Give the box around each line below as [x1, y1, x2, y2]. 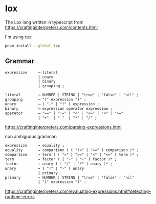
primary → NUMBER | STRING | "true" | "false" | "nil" [5, 175, 134, 180]
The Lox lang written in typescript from [5, 19, 84, 25]
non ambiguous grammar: [5, 133, 57, 140]
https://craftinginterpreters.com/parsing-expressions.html [5, 124, 122, 130]
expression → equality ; [5, 143, 65, 148]
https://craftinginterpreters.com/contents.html [5, 24, 98, 30]
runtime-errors [5, 194, 35, 200]
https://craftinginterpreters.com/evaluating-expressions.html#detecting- [5, 188, 151, 194]
